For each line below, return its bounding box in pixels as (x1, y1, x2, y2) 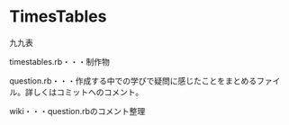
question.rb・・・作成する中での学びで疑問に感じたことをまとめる (9, 75, 257, 86)
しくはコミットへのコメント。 (32, 86, 144, 97)
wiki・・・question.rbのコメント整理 (9, 105, 146, 116)
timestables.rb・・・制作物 (9, 56, 110, 67)
